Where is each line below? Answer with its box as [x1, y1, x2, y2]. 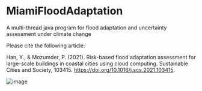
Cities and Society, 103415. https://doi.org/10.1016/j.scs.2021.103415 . [6, 66, 176, 73]
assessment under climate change [6, 30, 91, 37]
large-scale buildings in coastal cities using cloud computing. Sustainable [6, 60, 188, 67]
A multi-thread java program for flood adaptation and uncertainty [6, 24, 167, 31]
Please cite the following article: [6, 42, 85, 49]
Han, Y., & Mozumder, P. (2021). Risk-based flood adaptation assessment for [6, 53, 196, 60]
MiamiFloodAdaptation [6, 4, 123, 18]
